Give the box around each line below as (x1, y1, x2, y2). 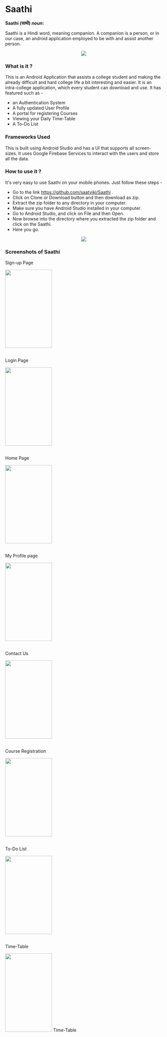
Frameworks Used (5, 134, 51, 141)
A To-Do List (12, 121, 38, 127)
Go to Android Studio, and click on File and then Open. (12, 210, 125, 216)
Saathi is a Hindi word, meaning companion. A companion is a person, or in (5, 30, 160, 36)
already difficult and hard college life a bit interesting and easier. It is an (5, 79, 152, 86)
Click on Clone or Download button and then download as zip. (12, 194, 140, 200)
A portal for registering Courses (12, 110, 78, 116)
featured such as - (5, 90, 43, 96)
